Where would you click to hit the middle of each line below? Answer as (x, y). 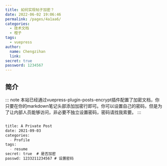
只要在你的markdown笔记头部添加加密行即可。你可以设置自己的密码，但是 (82, 106)
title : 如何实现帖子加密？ (30, 10)
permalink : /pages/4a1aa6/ (33, 19)
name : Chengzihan (28, 51)
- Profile (20, 140)
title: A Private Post (29, 126)
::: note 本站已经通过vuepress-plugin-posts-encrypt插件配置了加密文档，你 (83, 100)
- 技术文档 (19, 28)
